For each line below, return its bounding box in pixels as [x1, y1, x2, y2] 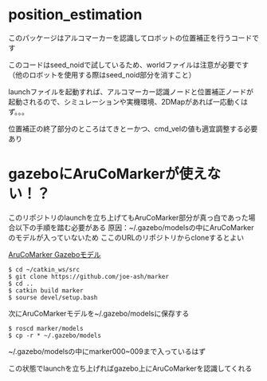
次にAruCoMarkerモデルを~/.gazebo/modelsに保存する [8, 308, 190, 318]
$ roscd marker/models [8, 324, 84, 332]
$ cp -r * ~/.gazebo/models [8, 331, 102, 339]
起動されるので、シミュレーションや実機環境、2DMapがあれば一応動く [8, 97, 241, 106]
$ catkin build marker [8, 286, 84, 295]
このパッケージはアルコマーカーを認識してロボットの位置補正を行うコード [8, 33, 253, 42]
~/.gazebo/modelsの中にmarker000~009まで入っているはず [8, 346, 206, 356]
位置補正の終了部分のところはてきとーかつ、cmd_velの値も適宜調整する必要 [8, 124, 258, 133]
